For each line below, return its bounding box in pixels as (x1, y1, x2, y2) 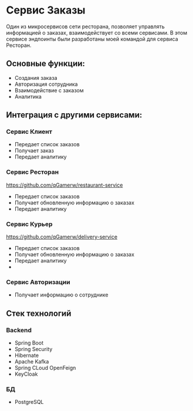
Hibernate (14, 352, 39, 359)
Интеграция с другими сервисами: (6, 110, 143, 120)
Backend (6, 326, 32, 334)
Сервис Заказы (6, 4, 86, 17)
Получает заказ (14, 147, 55, 154)
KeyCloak (14, 370, 38, 378)
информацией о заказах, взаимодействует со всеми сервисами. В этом (6, 29, 188, 36)
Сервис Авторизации (6, 278, 70, 286)
